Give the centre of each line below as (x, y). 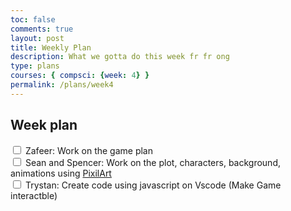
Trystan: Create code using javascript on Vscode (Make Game (153, 185)
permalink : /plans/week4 (62, 85)
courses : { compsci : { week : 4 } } (80, 76)
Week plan (44, 125)
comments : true (42, 29)
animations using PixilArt (61, 173)
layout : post (37, 38)
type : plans (35, 66)
